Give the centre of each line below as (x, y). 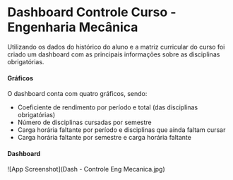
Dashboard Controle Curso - (92, 12)
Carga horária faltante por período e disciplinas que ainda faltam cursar (121, 130)
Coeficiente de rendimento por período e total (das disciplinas (108, 107)
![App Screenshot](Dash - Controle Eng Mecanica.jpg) (86, 169)
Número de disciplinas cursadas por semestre (84, 122)
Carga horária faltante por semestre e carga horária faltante (104, 138)
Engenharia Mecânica (73, 27)
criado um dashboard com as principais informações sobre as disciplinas (114, 54)
